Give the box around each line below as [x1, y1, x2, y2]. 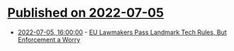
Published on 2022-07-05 [7, 5, 165, 21]
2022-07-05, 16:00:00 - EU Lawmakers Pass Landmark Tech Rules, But [17, 28, 227, 36]
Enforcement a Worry [17, 35, 81, 43]
